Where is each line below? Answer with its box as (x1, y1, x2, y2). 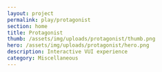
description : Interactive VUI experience (7, 49, 128, 56)
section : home (7, 23, 48, 29)
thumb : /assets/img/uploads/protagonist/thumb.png (7, 36, 156, 43)
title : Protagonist (7, 29, 63, 36)
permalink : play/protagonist (7, 16, 91, 23)
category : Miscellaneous (7, 55, 79, 62)
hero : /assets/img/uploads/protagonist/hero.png (7, 42, 150, 49)
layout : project (7, 10, 54, 17)
